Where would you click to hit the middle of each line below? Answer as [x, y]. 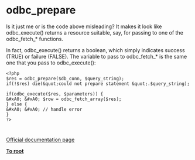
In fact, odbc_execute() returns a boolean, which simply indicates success [96, 50]
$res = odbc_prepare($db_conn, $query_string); [65, 79]
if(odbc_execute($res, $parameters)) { [55, 94]
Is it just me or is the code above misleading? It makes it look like [84, 26]
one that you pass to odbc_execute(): [51, 63]
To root [15, 151]
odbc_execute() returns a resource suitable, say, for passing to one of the [95, 32]
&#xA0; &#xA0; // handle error [44, 109]
